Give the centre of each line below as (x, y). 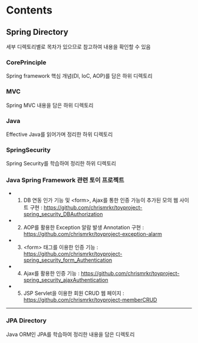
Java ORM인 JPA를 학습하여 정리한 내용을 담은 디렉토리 (70, 334)
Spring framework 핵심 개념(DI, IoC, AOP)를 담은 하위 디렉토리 (79, 76)
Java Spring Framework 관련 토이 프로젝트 (65, 180)
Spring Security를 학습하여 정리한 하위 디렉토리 (61, 164)
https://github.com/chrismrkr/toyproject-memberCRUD (90, 300)
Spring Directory (37, 32)
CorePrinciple (26, 62)
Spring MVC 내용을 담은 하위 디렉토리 (50, 105)
